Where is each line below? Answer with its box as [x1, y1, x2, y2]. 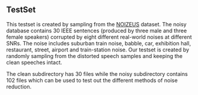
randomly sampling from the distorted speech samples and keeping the [6, 52, 183, 59]
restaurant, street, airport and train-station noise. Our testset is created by [6, 46, 190, 53]
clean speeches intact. [6, 59, 62, 66]
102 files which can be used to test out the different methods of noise [6, 76, 178, 84]
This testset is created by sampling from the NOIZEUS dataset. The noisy [6, 20, 187, 27]
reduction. [6, 83, 32, 90]
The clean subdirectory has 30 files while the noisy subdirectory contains [6, 70, 188, 77]
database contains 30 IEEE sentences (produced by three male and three [6, 27, 187, 34]
